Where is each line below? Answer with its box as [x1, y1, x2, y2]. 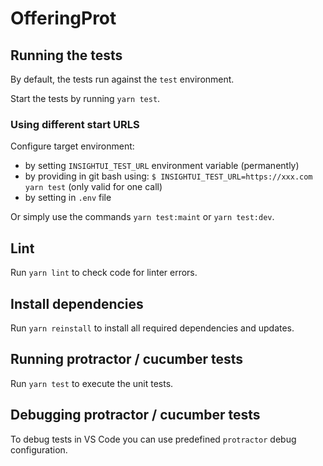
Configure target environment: [10, 140, 135, 152]
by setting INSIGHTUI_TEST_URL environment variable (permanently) [24, 160, 300, 172]
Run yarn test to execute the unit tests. [10, 377, 174, 389]
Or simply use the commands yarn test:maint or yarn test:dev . [10, 211, 275, 223]
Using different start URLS [10, 117, 140, 131]
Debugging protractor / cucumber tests [10, 407, 261, 424]
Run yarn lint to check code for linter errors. [10, 267, 198, 279]
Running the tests [10, 47, 123, 64]
